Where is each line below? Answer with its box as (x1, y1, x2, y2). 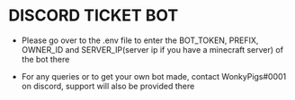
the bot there (21, 54, 70, 64)
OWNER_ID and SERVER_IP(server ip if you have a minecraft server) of (21, 44, 284, 54)
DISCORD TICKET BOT (8, 5, 179, 26)
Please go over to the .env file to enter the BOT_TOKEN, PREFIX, (21, 35, 259, 46)
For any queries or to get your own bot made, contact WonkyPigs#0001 (21, 71, 287, 81)
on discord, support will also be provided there (21, 80, 195, 91)
